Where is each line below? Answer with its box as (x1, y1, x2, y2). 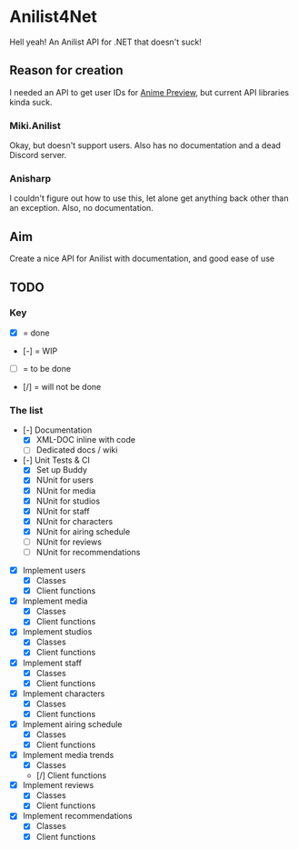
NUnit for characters (35, 515, 114, 526)
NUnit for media (35, 484, 96, 496)
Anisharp (9, 172, 52, 185)
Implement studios (22, 626, 93, 637)
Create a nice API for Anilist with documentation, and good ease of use (9, 253, 275, 265)
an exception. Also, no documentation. (9, 203, 154, 214)
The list (9, 404, 44, 416)
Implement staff (22, 657, 82, 668)
